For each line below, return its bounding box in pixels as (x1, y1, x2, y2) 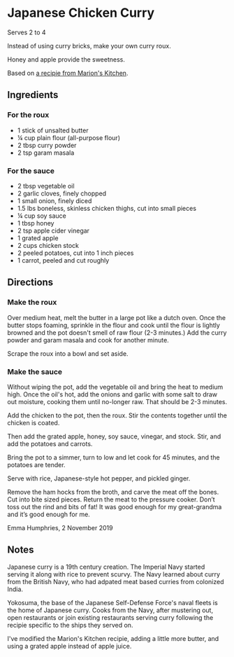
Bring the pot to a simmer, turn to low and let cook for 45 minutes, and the (7, 453, 220, 462)
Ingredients (7, 89, 59, 101)
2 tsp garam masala (17, 148, 75, 157)
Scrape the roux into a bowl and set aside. (7, 349, 129, 358)
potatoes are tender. (7, 460, 66, 469)
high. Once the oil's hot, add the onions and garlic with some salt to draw (7, 390, 218, 399)
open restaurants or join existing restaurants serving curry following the (7, 613, 214, 621)
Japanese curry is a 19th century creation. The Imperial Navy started (7, 562, 205, 571)
